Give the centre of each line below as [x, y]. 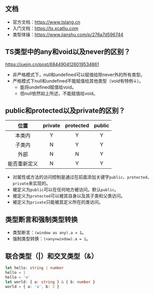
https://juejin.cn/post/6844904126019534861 [52, 64]
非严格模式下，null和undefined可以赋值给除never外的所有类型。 [79, 75]
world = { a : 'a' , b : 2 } [32, 286]
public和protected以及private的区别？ [65, 111]
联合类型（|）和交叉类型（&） [51, 256]
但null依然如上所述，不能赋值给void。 [59, 93]
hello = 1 [16, 272]
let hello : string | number [35, 268]
